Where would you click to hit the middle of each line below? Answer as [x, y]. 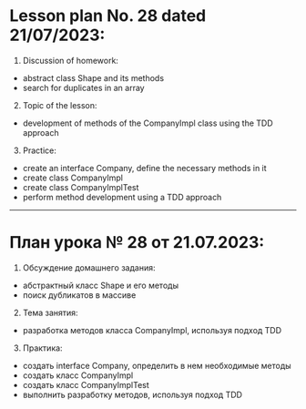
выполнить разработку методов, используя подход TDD [133, 394]
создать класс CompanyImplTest [86, 384]
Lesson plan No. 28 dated [108, 16]
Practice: [40, 150]
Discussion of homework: [70, 60]
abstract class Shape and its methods [93, 77]
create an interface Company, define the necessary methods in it [144, 168]
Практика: [42, 348]
